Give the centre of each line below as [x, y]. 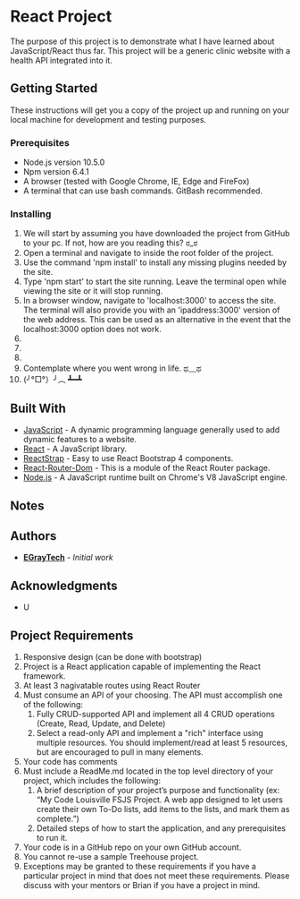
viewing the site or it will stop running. [93, 291]
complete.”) [58, 818]
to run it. [52, 837]
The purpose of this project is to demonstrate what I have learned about [142, 41]
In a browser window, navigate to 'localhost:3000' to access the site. [149, 301]
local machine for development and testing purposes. [108, 119]
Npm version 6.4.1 [56, 172]
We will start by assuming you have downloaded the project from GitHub [156, 234]
